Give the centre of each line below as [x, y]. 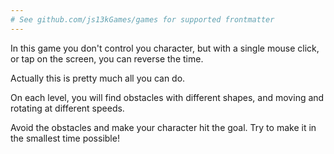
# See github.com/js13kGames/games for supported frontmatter [142, 19]
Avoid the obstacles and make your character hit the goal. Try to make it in [163, 127]
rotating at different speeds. [67, 108]
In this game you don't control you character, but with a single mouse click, [165, 48]
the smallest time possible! [65, 138]
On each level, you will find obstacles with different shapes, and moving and [167, 97]
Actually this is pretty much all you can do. [98, 78]
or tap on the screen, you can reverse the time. [107, 58]
